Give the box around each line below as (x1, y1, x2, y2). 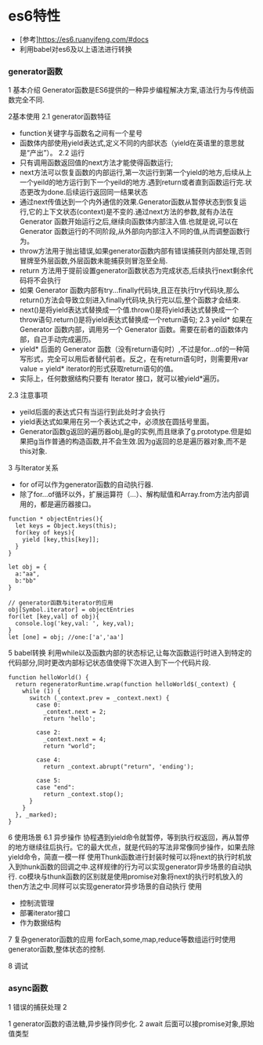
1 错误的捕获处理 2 (8, 1002, 68, 1011)
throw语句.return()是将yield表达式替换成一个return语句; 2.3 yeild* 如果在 (19, 315, 253, 324)
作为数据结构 (19, 918, 61, 927)
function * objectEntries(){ (8, 515, 103, 523)
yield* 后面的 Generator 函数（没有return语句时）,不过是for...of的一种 (19, 345, 243, 354)
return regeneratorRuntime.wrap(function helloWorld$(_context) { (15, 681, 236, 689)
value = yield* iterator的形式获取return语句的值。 (19, 364, 178, 374)
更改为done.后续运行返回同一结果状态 (26, 188, 149, 197)
